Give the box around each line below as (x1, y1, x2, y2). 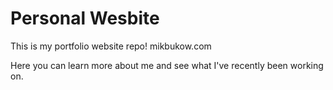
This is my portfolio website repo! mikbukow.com (10, 40, 212, 52)
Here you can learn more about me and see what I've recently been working (10, 59, 324, 71)
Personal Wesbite (10, 7, 160, 30)
